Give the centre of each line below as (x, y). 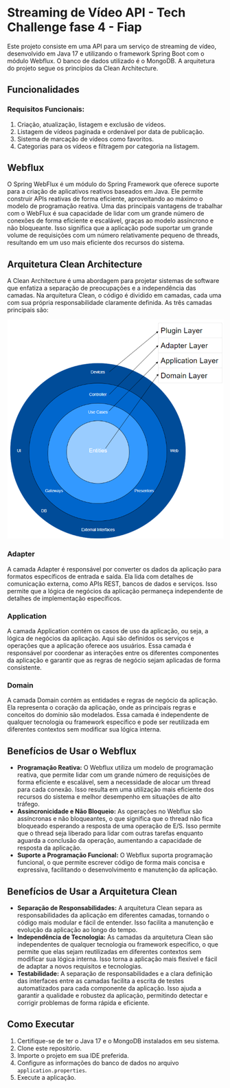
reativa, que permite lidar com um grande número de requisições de (113, 775)
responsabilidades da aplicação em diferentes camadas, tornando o (113, 915)
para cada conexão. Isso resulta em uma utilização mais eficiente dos (115, 790)
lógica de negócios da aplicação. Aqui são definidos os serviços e (101, 638)
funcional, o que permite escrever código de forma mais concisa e (111, 863)
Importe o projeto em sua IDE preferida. (73, 1055)
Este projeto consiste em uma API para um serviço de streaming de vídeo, (112, 46)
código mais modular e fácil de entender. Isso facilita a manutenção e (115, 922)
